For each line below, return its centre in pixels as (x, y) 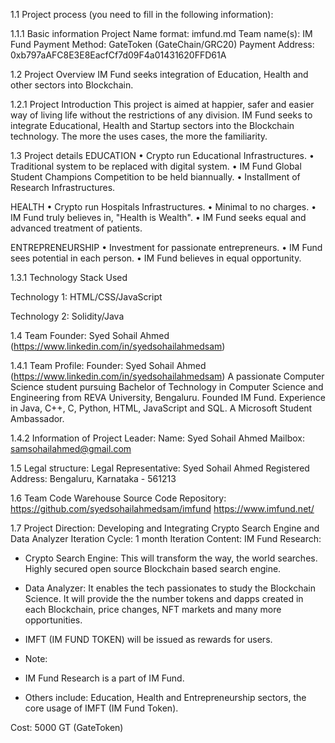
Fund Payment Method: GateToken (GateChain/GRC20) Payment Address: (162, 44)
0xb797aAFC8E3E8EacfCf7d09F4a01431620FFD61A (118, 55)
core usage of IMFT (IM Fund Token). (101, 708)
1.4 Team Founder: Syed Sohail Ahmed (90, 335)
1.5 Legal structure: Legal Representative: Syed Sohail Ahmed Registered (160, 468)
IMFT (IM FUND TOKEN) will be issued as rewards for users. (148, 639)
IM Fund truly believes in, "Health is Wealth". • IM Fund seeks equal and (158, 217)
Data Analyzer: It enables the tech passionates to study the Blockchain (170, 588)
